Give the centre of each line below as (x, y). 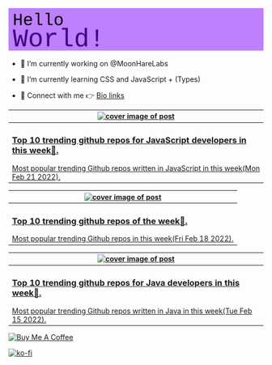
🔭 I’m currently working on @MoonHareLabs (94, 63)
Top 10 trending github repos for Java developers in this (126, 283)
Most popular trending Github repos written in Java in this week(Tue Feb (132, 311)
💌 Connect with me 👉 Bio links (72, 95)
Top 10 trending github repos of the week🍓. (100, 221)
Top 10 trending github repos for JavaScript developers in (129, 140)
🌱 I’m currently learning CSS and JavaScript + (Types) (110, 79)
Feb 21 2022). (36, 176)
